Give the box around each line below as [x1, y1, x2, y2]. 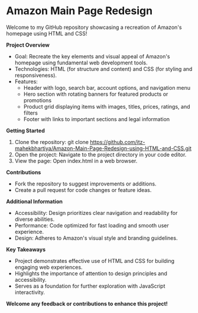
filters [23, 109, 38, 116]
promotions [23, 96, 52, 104]
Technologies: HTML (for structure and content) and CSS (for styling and [14, 65, 193, 72]
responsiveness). [14, 71, 57, 79]
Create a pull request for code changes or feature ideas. [14, 186, 152, 193]
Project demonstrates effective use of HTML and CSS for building [14, 257, 175, 264]
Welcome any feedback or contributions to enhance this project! [6, 300, 168, 307]
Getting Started [6, 127, 46, 134]
